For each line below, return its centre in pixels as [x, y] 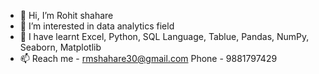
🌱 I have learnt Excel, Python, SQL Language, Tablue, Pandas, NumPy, [164, 36]
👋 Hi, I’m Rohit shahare [66, 15]
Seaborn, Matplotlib [60, 47]
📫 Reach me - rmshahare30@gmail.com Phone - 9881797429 [148, 58]
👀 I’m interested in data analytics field [97, 26]
